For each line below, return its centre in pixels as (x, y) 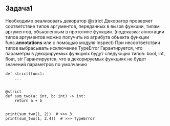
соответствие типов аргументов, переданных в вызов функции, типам (82, 26)
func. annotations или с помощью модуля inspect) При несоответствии (83, 43)
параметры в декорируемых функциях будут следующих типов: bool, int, (85, 53)
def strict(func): (25, 74)
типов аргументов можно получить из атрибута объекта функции (77, 37)
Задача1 (19, 8)
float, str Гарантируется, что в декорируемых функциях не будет (76, 59)
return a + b (28, 100)
